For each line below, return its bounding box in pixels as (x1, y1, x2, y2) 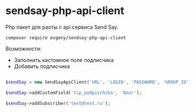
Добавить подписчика (13, 63, 70, 70)
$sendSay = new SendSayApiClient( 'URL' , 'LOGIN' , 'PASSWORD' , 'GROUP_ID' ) (5, 79, 192, 85)
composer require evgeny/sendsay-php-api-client (5, 35, 126, 40)
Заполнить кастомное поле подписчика (13, 56, 114, 63)
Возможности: (5, 45, 42, 52)
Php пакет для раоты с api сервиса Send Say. (5, 23, 119, 30)
